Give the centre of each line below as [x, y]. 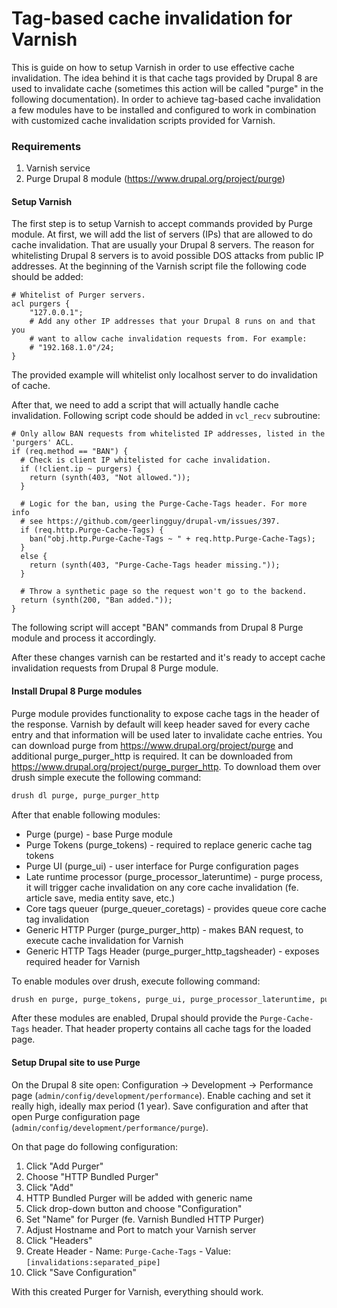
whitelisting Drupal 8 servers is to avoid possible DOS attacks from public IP [167, 256]
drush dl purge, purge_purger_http [85, 795]
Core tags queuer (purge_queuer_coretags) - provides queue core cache [176, 908]
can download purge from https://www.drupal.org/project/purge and [152, 745]
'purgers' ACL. [43, 443]
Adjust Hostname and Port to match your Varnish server [141, 1229]
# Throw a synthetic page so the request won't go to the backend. [164, 592]
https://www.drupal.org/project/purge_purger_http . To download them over [166, 766]
